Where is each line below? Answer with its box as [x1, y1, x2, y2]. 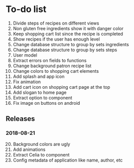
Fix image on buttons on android [13, 100, 80, 106]
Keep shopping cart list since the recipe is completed [13, 31, 123, 37]
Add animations [13, 146, 46, 152]
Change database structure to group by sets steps [13, 47, 117, 53]
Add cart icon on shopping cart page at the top [13, 84, 110, 90]
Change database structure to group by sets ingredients [13, 41, 129, 47]
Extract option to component [13, 94, 72, 101]
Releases [6, 114, 35, 123]
